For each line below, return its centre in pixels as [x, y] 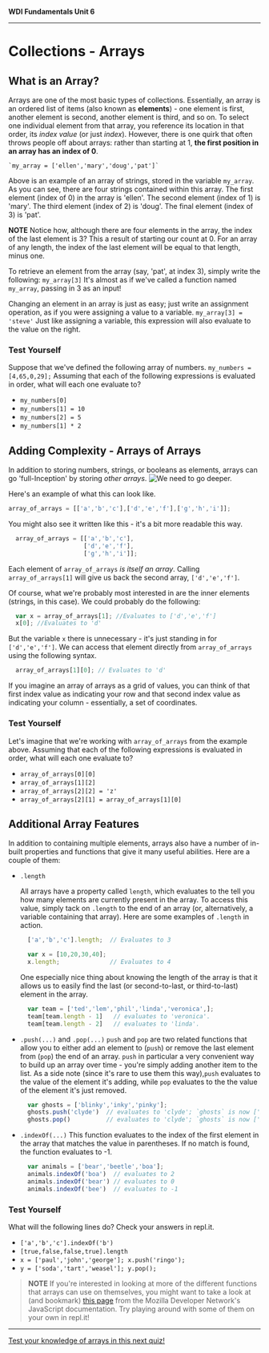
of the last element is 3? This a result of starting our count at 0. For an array [133, 239]
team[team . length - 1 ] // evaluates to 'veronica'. [119, 1016]
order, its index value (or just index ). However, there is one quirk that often [130, 134]
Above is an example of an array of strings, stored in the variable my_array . [131, 181]
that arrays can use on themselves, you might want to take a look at [139, 1292]
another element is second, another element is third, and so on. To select [129, 117]
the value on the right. [45, 329]
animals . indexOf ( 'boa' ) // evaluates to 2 [101, 1174]
